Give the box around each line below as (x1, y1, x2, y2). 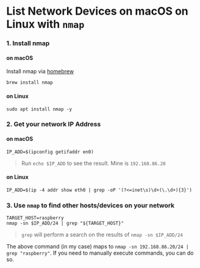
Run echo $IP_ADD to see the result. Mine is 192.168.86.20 (21, 159, 166, 167)
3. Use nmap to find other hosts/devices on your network (6, 201, 175, 209)
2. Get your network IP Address (6, 120, 101, 129)
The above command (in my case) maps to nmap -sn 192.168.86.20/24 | (6, 243, 189, 250)
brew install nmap (6, 79, 53, 86)
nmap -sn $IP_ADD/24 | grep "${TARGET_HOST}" (6, 220, 124, 226)
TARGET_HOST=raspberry (6, 215, 64, 221)
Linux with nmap (6, 17, 85, 31)
